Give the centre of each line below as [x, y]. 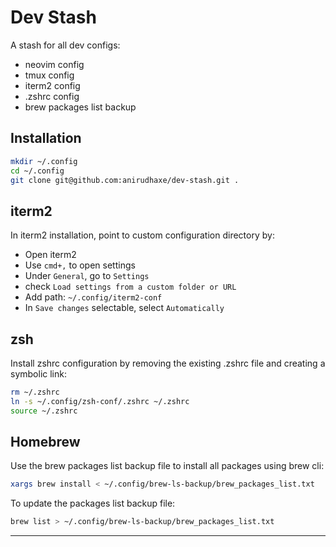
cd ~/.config [37, 171]
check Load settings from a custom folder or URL [130, 287]
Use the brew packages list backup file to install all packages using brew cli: [167, 466]
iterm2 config [52, 85]
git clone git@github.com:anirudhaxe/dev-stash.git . [125, 180]
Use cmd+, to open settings [80, 265]
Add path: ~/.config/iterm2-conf [93, 297]
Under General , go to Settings [87, 276]
